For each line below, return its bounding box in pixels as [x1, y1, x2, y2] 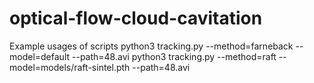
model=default [9, 50, 71, 62]
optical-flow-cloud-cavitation [9, 7, 263, 30]
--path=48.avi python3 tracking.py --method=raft [71, 50, 277, 62]
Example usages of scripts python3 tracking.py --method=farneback [9, 40, 294, 52]
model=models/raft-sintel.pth [9, 61, 131, 73]
